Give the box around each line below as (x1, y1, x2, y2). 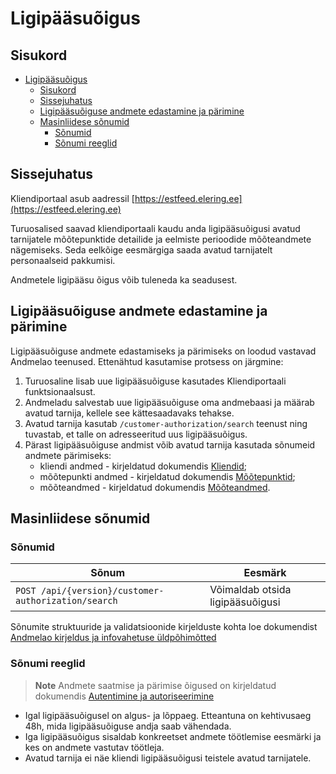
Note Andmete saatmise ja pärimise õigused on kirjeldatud (34, 679, 277, 691)
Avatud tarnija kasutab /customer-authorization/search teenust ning (24, 417, 308, 429)
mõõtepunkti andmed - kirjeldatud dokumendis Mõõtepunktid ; (39, 470, 296, 482)
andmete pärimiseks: (24, 449, 112, 461)
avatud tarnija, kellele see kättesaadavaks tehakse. (24, 407, 235, 419)
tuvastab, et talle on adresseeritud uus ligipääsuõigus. (24, 428, 248, 440)
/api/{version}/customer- (40, 585, 165, 597)
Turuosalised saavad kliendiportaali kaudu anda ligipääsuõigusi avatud (10, 222, 301, 234)
